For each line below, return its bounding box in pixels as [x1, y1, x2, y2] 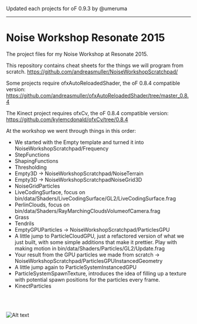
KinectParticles [14, 282, 52, 289]
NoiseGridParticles [14, 182, 60, 189]
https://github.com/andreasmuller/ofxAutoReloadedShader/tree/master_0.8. [6, 92, 189, 99]
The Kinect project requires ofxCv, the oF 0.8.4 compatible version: [6, 109, 169, 116]
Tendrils [14, 220, 35, 227]
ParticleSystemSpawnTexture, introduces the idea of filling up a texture [14, 270, 186, 277]
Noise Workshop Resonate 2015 [6, 31, 165, 45]
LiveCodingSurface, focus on [14, 188, 86, 196]
